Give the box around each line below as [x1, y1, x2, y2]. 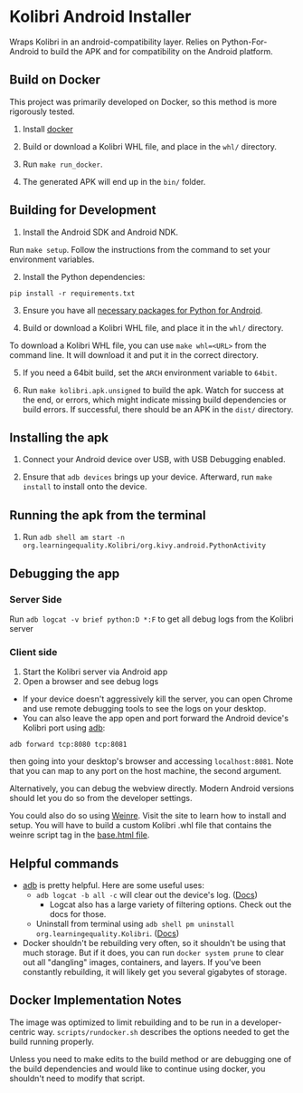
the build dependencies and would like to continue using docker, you [9, 1063, 266, 1074]
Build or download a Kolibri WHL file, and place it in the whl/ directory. [22, 322, 284, 333]
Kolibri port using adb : [22, 722, 106, 733]
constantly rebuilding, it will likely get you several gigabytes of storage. [22, 966, 288, 977]
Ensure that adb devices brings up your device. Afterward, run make [22, 471, 273, 482]
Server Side [9, 593, 62, 605]
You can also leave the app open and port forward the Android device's [22, 713, 289, 724]
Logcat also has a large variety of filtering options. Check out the [49, 899, 292, 910]
